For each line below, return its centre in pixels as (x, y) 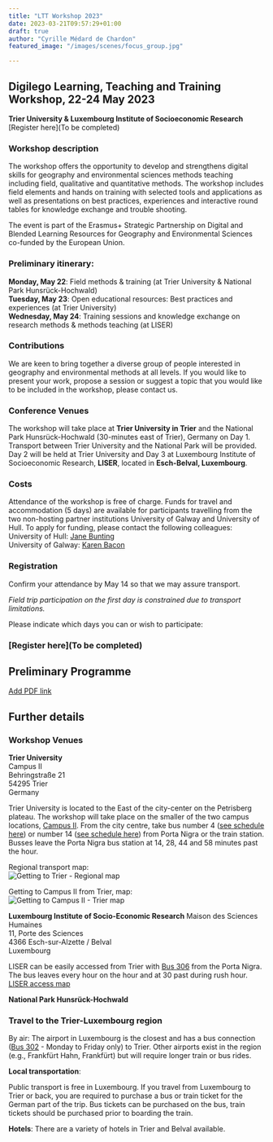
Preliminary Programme (70, 672)
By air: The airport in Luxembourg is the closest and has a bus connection (132, 1039)
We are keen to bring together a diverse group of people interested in (125, 363)
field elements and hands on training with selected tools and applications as (135, 192)
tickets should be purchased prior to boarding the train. (101, 1113)
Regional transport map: (49, 867)
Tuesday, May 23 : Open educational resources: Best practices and (121, 299)
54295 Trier (28, 784)
